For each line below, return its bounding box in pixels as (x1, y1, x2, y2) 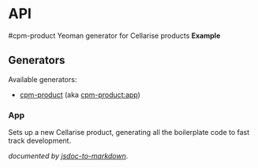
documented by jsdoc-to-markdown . (8, 151, 129, 161)
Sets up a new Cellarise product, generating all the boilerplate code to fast (8, 128, 250, 137)
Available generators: (8, 74, 77, 84)
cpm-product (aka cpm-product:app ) (19, 90, 140, 99)
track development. (8, 136, 72, 146)
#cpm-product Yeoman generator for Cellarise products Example (8, 31, 221, 40)
